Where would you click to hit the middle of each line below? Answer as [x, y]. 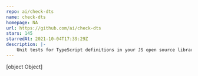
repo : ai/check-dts [30, 11]
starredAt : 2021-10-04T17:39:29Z [47, 39]
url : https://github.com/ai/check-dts [54, 28]
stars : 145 [19, 34]
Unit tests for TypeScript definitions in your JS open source [96, 50]
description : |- [26, 45]
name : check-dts [26, 17]
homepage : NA [22, 22]
